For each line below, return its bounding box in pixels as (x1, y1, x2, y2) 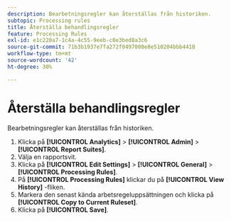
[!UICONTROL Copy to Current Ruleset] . (17, 198, 138, 206)
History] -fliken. (17, 183, 65, 191)
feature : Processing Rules (7, 30, 87, 38)
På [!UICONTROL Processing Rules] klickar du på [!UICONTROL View (17, 175, 225, 183)
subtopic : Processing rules (7, 17, 91, 24)
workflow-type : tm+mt (7, 50, 72, 58)
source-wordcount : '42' (7, 57, 78, 64)
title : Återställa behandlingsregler (7, 23, 119, 31)
